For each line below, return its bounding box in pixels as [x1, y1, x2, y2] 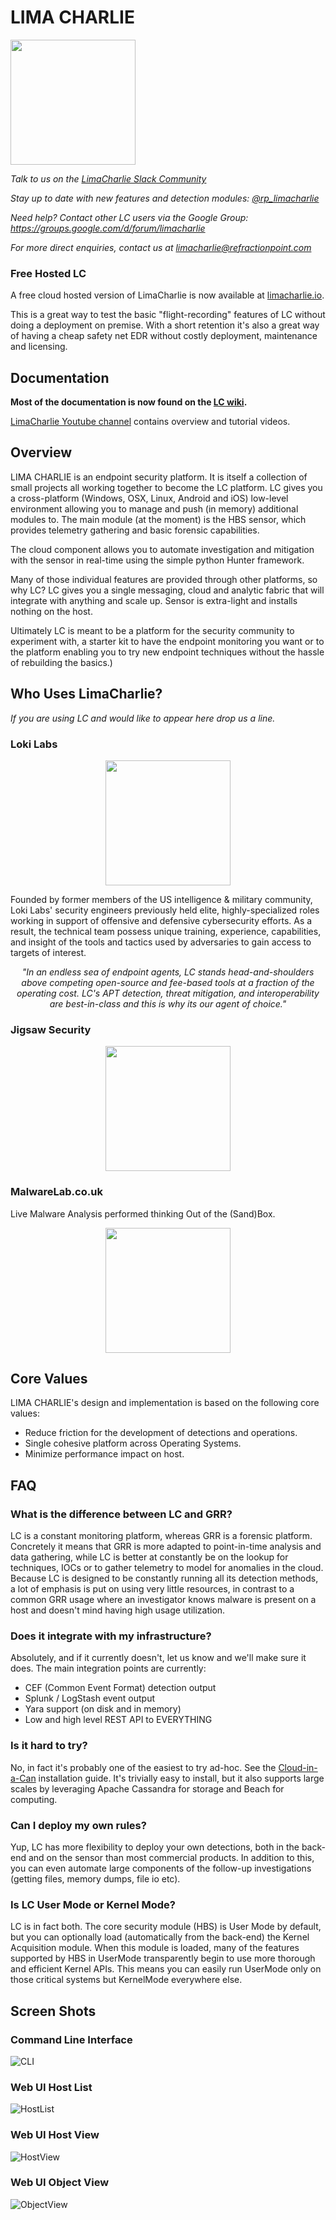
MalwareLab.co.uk [10, 1185, 103, 1199]
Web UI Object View [10, 2176, 110, 2190]
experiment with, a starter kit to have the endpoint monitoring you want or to [10, 635, 325, 647]
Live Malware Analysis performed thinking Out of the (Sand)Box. [10, 1207, 276, 1220]
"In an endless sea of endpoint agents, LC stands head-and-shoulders [21, 966, 315, 978]
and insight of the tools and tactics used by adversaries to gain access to [10, 936, 312, 948]
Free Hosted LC [10, 266, 87, 280]
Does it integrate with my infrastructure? [10, 1629, 212, 1643]
